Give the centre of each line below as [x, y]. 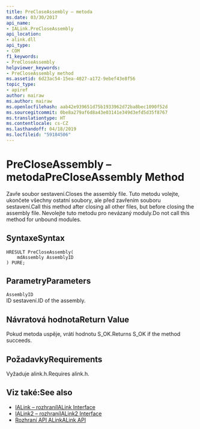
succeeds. [19, 341]
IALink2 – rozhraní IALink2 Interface [58, 413]
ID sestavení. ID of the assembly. [46, 300]
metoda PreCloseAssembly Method [95, 177]
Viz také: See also [39, 393]
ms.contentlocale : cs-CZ [37, 124]
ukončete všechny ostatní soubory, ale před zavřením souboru [83, 200]
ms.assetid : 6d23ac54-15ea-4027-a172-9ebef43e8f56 [71, 79]
